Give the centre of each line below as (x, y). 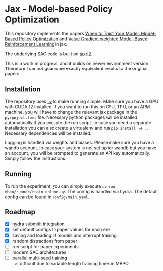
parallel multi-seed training (40, 258)
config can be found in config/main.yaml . (47, 197)
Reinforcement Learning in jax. (36, 44)
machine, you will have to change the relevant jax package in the (71, 112)
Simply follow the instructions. (36, 158)
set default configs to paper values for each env (61, 230)
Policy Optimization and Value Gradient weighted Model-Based (83, 39)
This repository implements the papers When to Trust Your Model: (73, 33)
